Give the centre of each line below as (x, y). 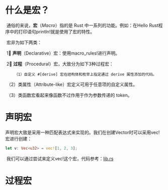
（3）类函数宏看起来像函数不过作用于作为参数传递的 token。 (69, 95)
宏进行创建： (18, 138)
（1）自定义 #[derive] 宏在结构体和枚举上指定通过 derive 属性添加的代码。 (86, 74)
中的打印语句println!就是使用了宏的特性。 (52, 31)
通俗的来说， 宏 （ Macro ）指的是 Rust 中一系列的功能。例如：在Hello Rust (82, 25)
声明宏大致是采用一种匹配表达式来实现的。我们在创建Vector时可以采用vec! (82, 132)
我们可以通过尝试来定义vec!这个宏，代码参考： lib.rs (60, 158)
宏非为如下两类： (24, 42)
